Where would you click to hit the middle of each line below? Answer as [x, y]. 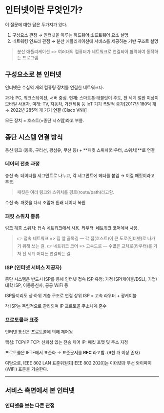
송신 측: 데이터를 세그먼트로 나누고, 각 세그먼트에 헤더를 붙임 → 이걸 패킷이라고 [80, 175]
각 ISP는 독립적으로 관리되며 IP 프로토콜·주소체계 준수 [56, 306]
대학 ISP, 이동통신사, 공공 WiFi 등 [37, 285]
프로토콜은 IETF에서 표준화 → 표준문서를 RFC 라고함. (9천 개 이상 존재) [73, 352]
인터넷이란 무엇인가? [44, 10]
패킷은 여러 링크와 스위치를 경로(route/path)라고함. [66, 192]
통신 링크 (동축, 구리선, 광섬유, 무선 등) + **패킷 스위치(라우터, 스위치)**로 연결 [80, 150]
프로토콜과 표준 [22, 320]
